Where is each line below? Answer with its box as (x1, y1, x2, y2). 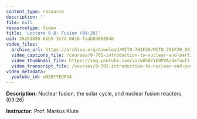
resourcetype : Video (6, 25, 57, 31)
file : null (6, 19, 33, 25)
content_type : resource (6, 8, 64, 15)
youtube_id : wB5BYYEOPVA (11, 74, 72, 80)
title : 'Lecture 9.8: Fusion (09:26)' (6, 30, 101, 36)
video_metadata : (6, 69, 46, 74)
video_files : (6, 42, 38, 47)
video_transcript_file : (11, 63, 69, 69)
